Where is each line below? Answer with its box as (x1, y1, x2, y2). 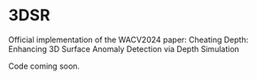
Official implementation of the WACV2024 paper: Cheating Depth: (8, 34, 249, 45)
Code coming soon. (8, 61, 81, 71)
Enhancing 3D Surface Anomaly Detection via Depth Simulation (8, 43, 240, 54)
